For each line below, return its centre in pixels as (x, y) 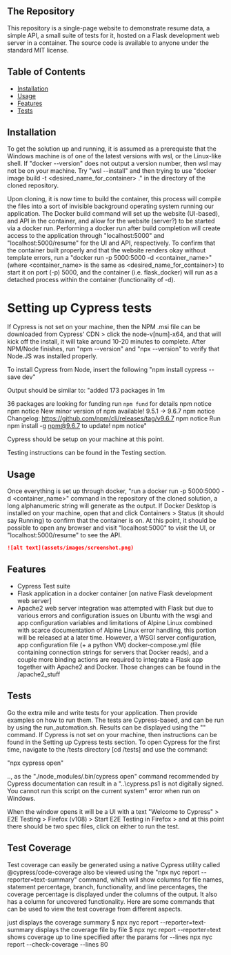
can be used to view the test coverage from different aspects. (95, 909)
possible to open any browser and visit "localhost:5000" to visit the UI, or (111, 528)
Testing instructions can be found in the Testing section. (87, 453)
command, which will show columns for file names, (151, 879)
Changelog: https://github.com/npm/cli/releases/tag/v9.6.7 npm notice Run (114, 418)
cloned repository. (33, 185)
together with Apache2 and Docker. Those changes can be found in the (119, 667)
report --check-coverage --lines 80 (58, 944)
